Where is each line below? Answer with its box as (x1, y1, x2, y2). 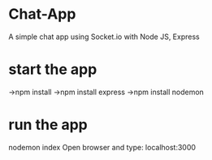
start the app (8, 60, 97, 79)
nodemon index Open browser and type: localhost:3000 (8, 142, 197, 152)
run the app (8, 115, 88, 134)
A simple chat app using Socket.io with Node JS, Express (8, 32, 201, 41)
